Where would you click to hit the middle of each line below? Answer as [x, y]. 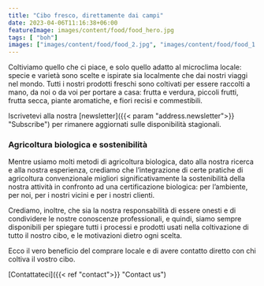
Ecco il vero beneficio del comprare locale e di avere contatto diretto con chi [132, 251]
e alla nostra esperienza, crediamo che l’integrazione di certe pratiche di [126, 170]
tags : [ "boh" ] [33, 37]
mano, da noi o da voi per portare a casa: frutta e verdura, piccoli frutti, [123, 92]
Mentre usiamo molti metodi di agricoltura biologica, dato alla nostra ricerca [131, 162]
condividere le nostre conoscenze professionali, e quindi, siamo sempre [125, 219]
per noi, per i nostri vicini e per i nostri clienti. [82, 195]
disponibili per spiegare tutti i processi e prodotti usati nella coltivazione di [129, 227]
